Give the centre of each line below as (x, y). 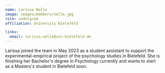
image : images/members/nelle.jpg (39, 14)
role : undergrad (22, 19)
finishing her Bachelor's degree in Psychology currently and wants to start (81, 61)
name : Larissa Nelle (26, 10)
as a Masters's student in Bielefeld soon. (46, 66)
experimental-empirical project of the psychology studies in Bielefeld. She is (82, 56)
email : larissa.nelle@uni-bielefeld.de (50, 37)
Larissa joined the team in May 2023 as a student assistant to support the (80, 50)
